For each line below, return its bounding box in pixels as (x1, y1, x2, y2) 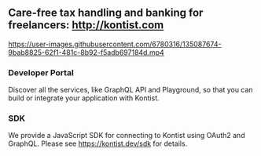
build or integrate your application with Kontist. (8, 93, 160, 103)
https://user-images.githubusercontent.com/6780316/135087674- (8, 39, 222, 49)
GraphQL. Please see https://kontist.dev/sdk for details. (8, 139, 188, 148)
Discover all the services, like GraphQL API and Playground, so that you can (8, 85, 253, 95)
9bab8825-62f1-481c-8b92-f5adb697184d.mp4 (8, 47, 165, 57)
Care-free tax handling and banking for (8, 6, 204, 20)
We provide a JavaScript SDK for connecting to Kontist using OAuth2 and (8, 131, 245, 140)
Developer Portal (8, 67, 75, 78)
